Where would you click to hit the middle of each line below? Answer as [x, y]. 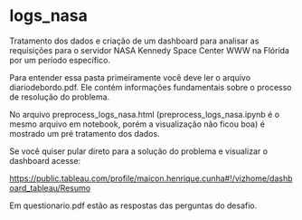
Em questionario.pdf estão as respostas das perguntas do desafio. [133, 206]
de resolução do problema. [60, 97]
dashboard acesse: [45, 160]
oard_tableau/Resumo [50, 187]
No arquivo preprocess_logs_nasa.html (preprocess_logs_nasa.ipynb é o [145, 114]
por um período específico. [60, 60]
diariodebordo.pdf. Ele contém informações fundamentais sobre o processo [151, 87]
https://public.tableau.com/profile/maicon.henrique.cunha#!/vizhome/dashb [151, 178]
